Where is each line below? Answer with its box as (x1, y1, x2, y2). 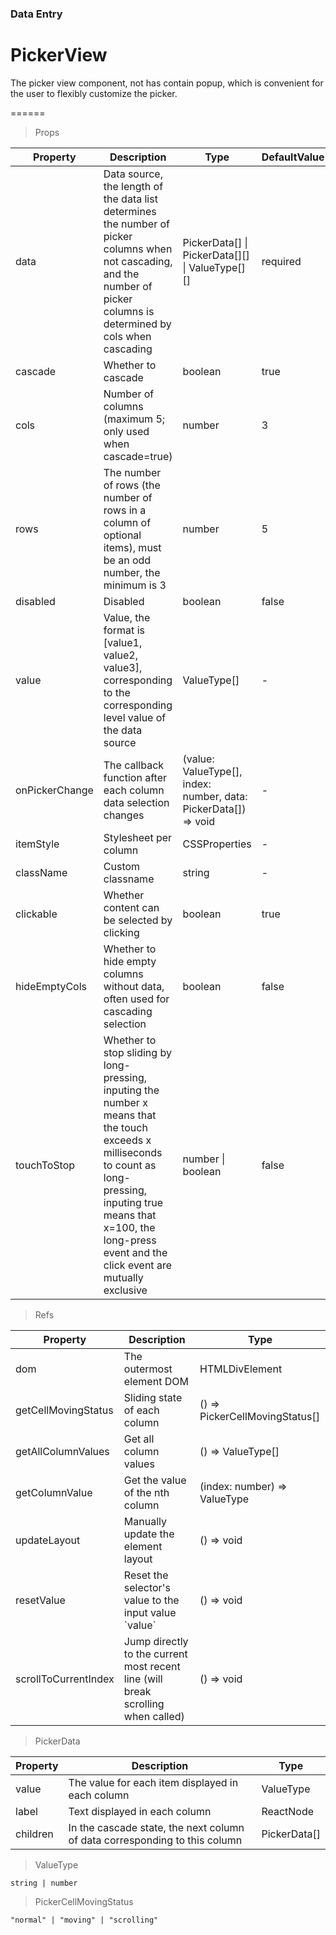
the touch (103, 1120, 148, 1134)
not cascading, (103, 254, 173, 268)
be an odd (103, 553, 152, 567)
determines (103, 204, 157, 218)
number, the (103, 565, 161, 579)
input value (123, 1605, 177, 1619)
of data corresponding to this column (68, 1833, 243, 1847)
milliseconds (103, 1145, 163, 1159)
